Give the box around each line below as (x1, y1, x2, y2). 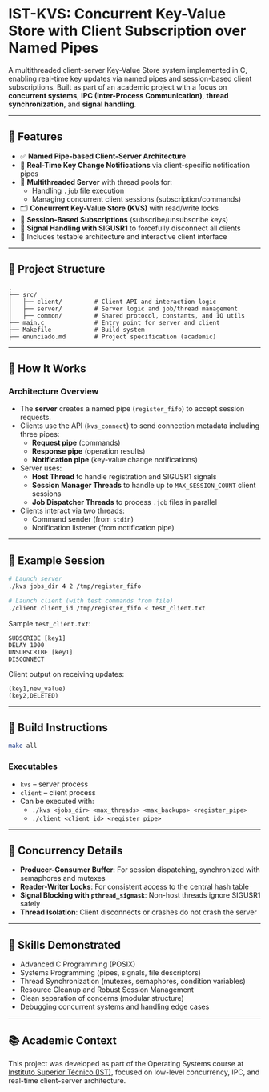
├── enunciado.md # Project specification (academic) (8, 333, 217, 341)
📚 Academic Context (8, 1034, 118, 1047)
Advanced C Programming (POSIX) (19, 959, 136, 969)
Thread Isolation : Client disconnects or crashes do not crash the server (19, 907, 258, 917)
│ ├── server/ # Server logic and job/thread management (8, 305, 239, 313)
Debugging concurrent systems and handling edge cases (19, 1002, 210, 1012)
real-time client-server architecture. (8, 1075, 126, 1085)
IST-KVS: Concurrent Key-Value (8, 5, 227, 23)
